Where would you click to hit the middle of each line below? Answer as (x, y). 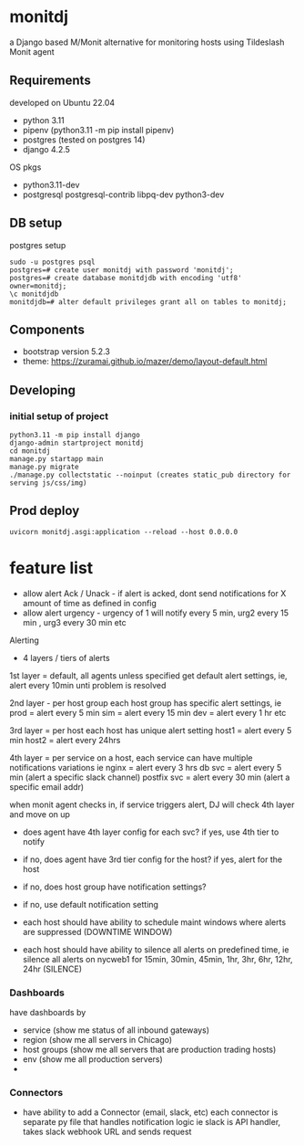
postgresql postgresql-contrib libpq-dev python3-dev (123, 195)
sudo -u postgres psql (52, 262)
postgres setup (38, 245)
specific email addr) (47, 786)
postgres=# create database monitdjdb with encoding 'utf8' (126, 278)
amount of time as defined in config (90, 603)
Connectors (36, 1093)
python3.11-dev (51, 184)
